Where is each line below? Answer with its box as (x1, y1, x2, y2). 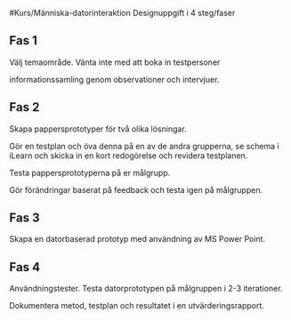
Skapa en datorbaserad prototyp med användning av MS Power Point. (9, 234, 265, 244)
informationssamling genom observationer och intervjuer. (9, 74, 220, 84)
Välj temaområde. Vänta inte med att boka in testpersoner (9, 57, 221, 68)
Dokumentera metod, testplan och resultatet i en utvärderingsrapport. (9, 300, 265, 311)
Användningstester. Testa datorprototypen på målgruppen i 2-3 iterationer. (9, 284, 283, 294)
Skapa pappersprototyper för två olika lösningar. (9, 124, 187, 134)
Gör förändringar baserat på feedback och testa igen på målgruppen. (9, 184, 263, 195)
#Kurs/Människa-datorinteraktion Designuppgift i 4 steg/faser (9, 8, 236, 18)
